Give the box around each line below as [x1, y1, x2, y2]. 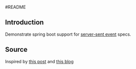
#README [5, 4, 26, 10]
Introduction [5, 18, 44, 26]
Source [5, 46, 28, 54]
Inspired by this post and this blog [5, 58, 74, 64]
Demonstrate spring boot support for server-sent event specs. [5, 31, 132, 37]
